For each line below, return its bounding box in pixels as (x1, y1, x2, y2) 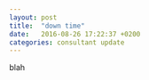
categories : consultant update (9, 37, 125, 47)
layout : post (9, 12, 58, 22)
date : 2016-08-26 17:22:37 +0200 (9, 29, 141, 38)
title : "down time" (9, 21, 86, 30)
